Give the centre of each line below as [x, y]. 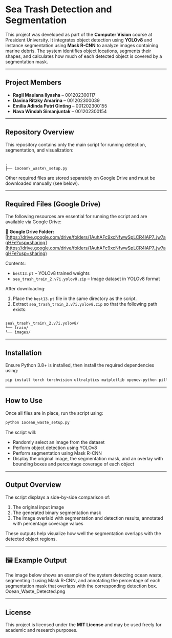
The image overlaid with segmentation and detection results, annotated [88, 518]
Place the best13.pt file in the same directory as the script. [75, 299]
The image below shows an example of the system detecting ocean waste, [84, 575]
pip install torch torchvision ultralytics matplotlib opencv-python [81, 380]
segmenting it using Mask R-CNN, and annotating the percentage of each [83, 581]
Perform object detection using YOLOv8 [55, 448]
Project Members [34, 83]
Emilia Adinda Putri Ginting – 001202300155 [60, 105]
